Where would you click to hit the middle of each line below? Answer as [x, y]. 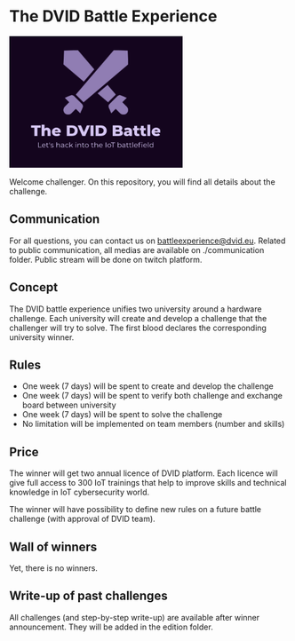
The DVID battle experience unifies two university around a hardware [136, 309]
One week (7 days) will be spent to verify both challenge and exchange [152, 396]
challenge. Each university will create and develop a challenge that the [138, 318]
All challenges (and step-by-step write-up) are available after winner [135, 617]
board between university [69, 405]
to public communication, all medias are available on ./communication [137, 249]
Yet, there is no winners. [53, 568]
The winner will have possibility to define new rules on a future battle [136, 510]
